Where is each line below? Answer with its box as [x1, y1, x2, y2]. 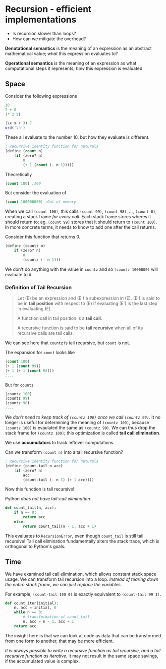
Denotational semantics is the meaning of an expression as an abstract [5, 45, 152, 51]
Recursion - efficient [5, 3, 92, 15]
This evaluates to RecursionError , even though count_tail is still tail [5, 533, 144, 539]
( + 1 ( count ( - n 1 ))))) [23, 162, 74, 167]
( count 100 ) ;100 [5, 181, 41, 186]
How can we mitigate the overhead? [12, 36, 86, 42]
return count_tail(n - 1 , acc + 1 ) [23, 524, 97, 529]
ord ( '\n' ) [5, 125, 26, 130]
